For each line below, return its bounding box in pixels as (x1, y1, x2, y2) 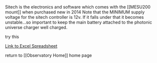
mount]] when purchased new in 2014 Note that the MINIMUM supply (5, 9, 145, 15)
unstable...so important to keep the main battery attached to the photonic (5, 19, 152, 25)
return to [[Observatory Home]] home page (5, 52, 92, 58)
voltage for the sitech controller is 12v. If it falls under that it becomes (5, 14, 144, 20)
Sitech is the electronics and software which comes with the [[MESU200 (5, 4, 151, 10)
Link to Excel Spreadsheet (5, 43, 58, 49)
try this (5, 34, 20, 39)
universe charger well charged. (5, 25, 68, 30)
